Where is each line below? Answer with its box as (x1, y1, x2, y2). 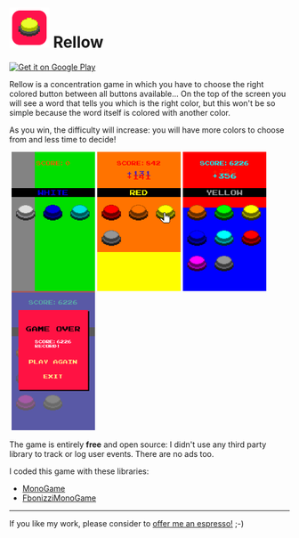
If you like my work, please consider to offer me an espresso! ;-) (9, 518, 245, 528)
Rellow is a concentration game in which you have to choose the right (9, 78, 264, 89)
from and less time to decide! (9, 134, 117, 144)
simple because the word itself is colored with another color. (9, 107, 231, 118)
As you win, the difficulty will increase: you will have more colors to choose (9, 124, 285, 135)
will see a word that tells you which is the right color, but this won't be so (9, 97, 276, 109)
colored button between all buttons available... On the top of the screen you (9, 88, 287, 99)
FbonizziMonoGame (21, 493, 96, 503)
